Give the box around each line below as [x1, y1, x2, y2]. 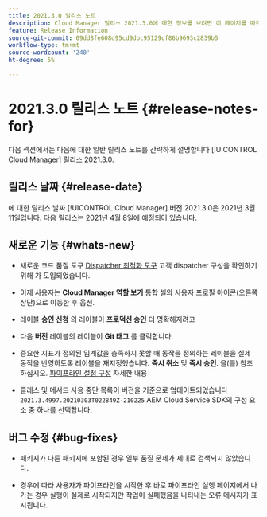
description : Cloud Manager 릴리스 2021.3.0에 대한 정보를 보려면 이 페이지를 [8, 19, 247, 27]
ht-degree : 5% [8, 57, 56, 65]
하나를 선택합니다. [37, 405, 93, 415]
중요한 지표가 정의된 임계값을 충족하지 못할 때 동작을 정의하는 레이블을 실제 [19, 348, 252, 358]
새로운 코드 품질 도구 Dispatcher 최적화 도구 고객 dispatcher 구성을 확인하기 [19, 260, 258, 271]
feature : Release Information [8, 26, 109, 34]
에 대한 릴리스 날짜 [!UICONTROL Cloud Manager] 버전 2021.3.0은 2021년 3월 [8, 202, 256, 212]
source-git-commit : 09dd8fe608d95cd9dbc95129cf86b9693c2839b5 [8, 33, 219, 42]
